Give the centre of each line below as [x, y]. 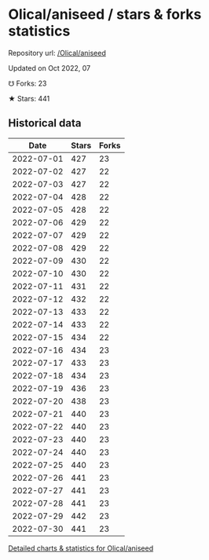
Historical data [45, 123]
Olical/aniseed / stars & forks [105, 15]
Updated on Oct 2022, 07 [49, 68]
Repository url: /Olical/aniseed [57, 53]
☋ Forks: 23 [27, 83]
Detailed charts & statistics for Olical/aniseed [81, 548]
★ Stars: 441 [29, 98]
